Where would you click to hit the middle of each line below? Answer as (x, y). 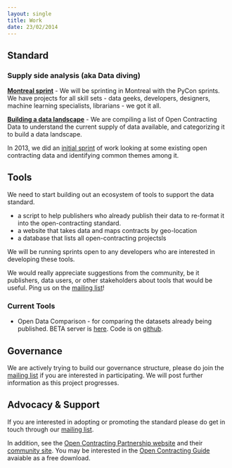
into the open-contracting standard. (69, 223)
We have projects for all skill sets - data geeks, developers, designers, (109, 99)
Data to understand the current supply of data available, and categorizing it (116, 127)
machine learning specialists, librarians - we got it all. (84, 106)
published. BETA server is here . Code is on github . (90, 329)
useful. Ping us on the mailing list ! (56, 287)
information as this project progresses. (63, 382)
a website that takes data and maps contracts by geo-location (107, 230)
